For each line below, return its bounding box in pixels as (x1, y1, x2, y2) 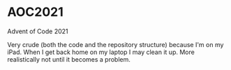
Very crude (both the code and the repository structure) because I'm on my (7, 40, 224, 49)
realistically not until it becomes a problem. (7, 55, 131, 63)
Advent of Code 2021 (7, 27, 68, 35)
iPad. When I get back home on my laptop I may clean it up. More (7, 48, 195, 56)
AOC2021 (7, 4, 64, 20)
